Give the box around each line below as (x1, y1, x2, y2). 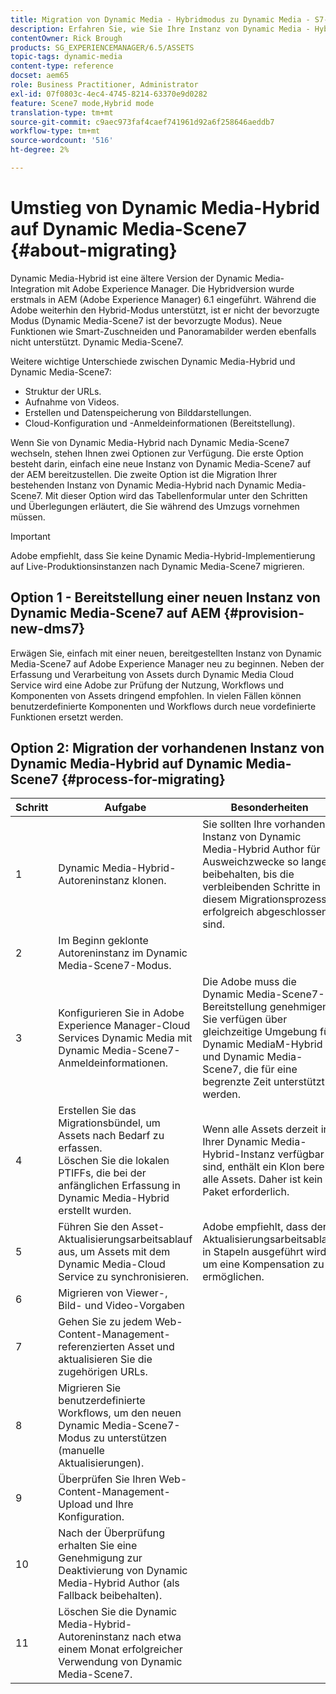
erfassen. (58, 1141, 103, 1155)
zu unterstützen (93, 1431, 168, 1445)
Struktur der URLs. (24, 385, 102, 397)
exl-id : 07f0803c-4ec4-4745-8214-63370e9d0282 (10, 89, 208, 99)
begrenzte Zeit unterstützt (202, 1075, 325, 1089)
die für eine (243, 1062, 298, 1076)
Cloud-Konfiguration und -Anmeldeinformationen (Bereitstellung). (24, 417, 296, 429)
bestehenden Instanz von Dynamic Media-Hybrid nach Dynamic (10, 479, 275, 491)
